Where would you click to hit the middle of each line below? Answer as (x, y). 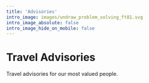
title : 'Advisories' (32, 12)
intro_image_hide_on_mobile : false (51, 28)
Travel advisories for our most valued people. (62, 74)
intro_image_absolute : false (42, 23)
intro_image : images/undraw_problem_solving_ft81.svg (75, 17)
